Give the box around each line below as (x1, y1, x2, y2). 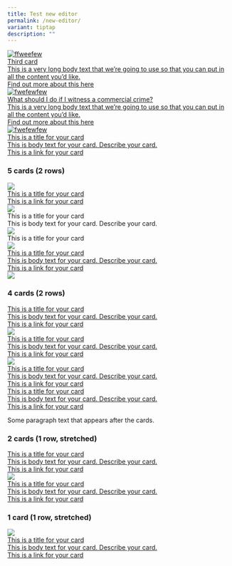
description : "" (7, 30, 56, 38)
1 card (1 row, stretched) (7, 513, 92, 523)
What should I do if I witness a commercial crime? (7, 95, 153, 104)
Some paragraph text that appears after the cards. (7, 416, 155, 424)
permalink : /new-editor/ (7, 17, 81, 24)
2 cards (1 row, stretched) (7, 434, 97, 444)
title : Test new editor (7, 10, 78, 18)
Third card (7, 58, 38, 66)
